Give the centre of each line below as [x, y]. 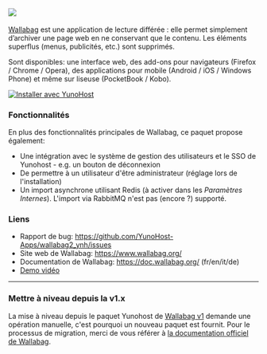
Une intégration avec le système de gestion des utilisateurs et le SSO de [138, 156]
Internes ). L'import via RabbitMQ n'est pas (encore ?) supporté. [123, 199]
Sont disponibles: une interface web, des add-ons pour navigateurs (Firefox [132, 61]
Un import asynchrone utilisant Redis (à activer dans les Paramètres [131, 190]
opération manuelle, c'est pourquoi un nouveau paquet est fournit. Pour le [129, 324]
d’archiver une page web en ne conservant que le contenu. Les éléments [128, 37]
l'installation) [41, 182]
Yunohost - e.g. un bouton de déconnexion [90, 165]
